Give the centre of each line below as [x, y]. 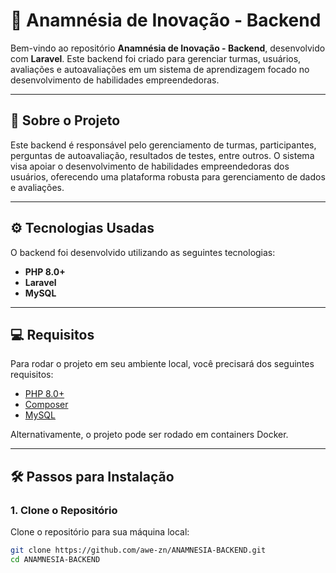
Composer [46, 405]
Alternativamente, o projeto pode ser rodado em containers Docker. [149, 435]
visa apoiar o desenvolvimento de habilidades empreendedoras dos [150, 166]
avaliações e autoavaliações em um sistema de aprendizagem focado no [160, 69]
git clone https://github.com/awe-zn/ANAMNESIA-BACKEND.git [138, 550]
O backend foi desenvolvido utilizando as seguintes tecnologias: [143, 252]
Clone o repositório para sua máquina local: [100, 532]
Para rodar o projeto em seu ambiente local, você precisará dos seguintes [162, 364]
